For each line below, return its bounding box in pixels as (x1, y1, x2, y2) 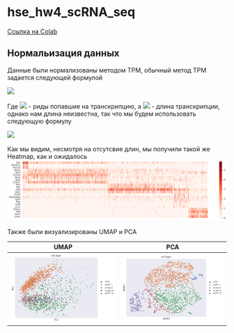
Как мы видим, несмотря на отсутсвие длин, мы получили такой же (7, 144, 210, 153)
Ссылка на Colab (7, 27, 58, 36)
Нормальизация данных (7, 47, 120, 59)
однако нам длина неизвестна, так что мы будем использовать (7, 109, 196, 118)
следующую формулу (7, 116, 72, 125)
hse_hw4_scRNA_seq (7, 4, 136, 20)
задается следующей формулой (7, 73, 103, 82)
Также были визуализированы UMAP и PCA (7, 227, 137, 235)
